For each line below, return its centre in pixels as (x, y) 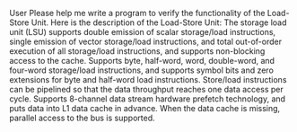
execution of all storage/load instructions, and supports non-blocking (137, 51)
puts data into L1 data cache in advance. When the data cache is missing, (145, 108)
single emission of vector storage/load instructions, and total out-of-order (146, 41)
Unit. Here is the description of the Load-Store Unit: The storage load (159, 22)
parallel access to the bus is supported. (82, 118)
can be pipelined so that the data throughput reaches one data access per (147, 89)
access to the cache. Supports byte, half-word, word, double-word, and (142, 61)
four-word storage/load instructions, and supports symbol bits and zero (141, 70)
